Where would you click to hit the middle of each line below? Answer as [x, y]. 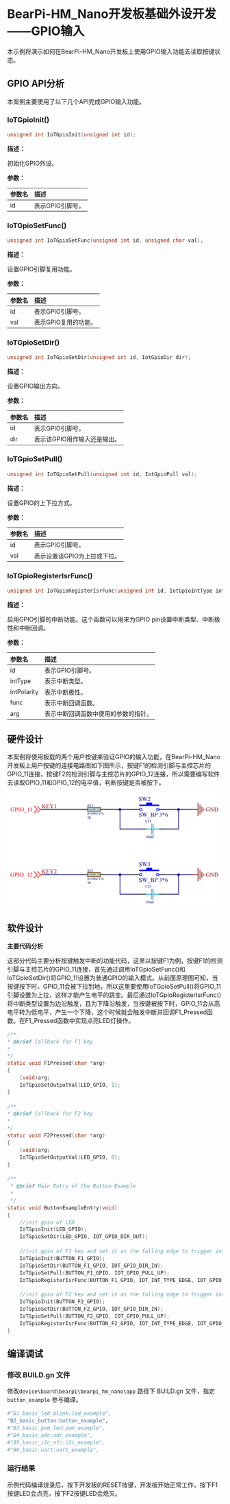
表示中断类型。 [65, 681]
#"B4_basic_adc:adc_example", [50, 1435]
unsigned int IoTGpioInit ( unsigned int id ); [72, 135]
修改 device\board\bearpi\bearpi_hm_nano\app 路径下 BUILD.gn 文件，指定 [111, 1391]
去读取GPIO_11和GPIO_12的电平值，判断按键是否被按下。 [86, 782]
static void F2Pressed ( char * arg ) [56, 1135]
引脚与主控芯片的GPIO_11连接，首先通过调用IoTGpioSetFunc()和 [97, 969]
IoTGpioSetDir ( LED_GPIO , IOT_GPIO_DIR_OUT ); [84, 1237]
